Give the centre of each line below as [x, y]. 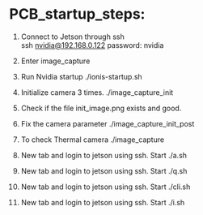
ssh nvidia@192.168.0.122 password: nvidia [92, 45]
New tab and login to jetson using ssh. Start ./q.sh [104, 170]
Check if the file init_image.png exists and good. [101, 108]
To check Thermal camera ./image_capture [93, 140]
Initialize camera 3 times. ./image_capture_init [97, 92]
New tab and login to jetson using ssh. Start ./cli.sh [106, 187]
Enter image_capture [55, 61]
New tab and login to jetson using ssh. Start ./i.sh [103, 202]
